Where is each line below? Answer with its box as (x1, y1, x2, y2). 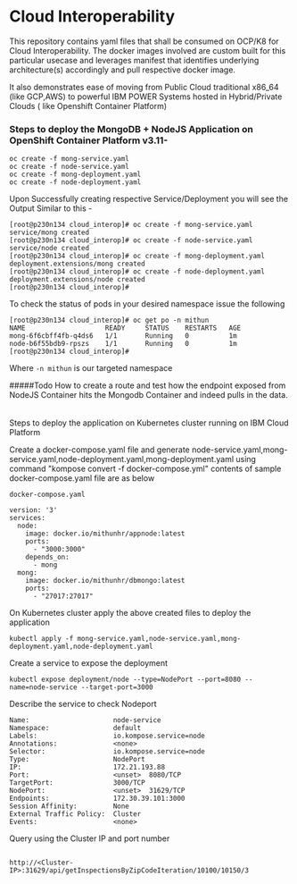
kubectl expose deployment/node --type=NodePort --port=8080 (9, 675, 242, 684)
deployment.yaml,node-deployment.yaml (9, 642, 153, 651)
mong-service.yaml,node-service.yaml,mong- (77, 634, 242, 643)
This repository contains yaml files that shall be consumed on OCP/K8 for (9, 36, 279, 46)
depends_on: (25, 552, 70, 561)
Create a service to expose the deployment (9, 657, 168, 668)
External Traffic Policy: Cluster (9, 809, 142, 819)
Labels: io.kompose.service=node (9, 731, 205, 740)
